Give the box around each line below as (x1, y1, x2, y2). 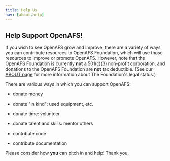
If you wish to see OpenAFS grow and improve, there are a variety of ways (5, 44, 161, 51)
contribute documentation (12, 140, 67, 146)
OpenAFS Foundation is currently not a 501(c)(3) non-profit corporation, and (5, 60, 165, 67)
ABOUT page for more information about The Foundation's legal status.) (5, 72, 156, 78)
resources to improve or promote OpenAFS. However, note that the (5, 55, 146, 61)
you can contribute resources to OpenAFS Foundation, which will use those (5, 50, 163, 56)
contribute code (12, 131, 47, 137)
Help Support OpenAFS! (5, 31, 83, 40)
